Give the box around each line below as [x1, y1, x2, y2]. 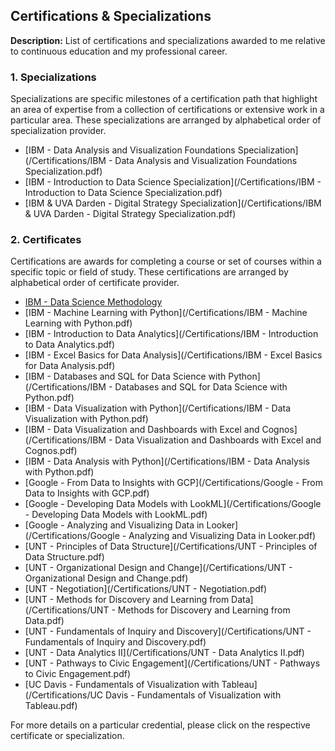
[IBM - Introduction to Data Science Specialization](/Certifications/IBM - [24, 176, 322, 188]
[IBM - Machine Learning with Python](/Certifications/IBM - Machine [24, 307, 308, 319]
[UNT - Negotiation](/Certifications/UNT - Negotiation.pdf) [24, 583, 268, 595]
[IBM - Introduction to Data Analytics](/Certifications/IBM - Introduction [24, 328, 319, 340]
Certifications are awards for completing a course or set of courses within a [10, 255, 322, 268]
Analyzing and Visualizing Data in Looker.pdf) [128, 530, 317, 542]
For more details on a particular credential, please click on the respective [10, 719, 311, 731]
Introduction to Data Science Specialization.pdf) [24, 187, 223, 199]
